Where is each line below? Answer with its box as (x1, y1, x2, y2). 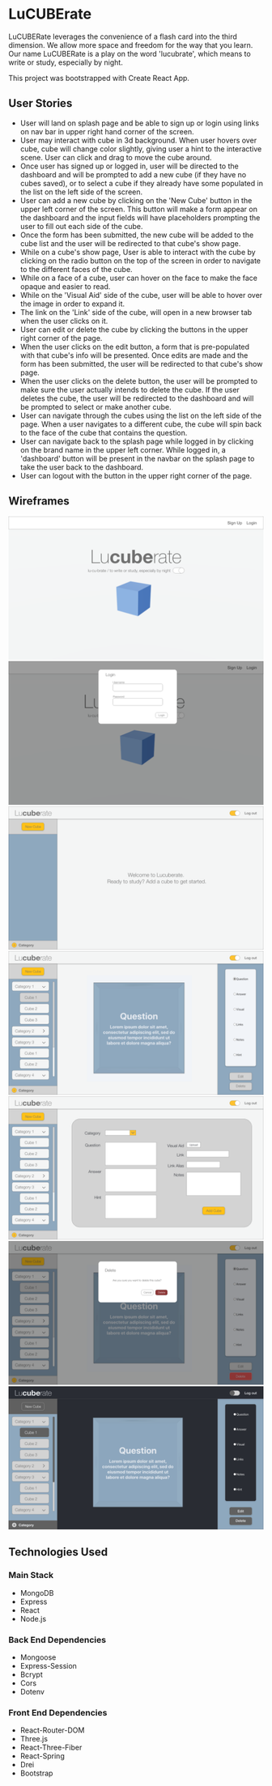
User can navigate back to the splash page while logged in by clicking (19, 436, 254, 446)
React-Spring (19, 1751, 65, 1761)
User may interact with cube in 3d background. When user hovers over (19, 135, 257, 145)
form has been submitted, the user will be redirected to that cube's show (19, 359, 263, 368)
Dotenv (19, 1687, 45, 1697)
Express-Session (19, 1661, 77, 1671)
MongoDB (19, 1588, 54, 1597)
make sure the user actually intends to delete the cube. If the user (19, 385, 240, 394)
